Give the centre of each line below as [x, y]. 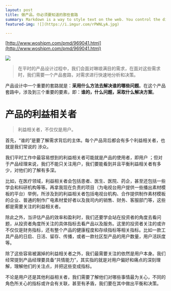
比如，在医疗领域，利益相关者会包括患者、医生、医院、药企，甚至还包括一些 [85, 181]
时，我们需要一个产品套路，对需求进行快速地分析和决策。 [78, 75]
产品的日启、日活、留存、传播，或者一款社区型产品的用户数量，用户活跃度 [88, 237]
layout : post [19, 10]
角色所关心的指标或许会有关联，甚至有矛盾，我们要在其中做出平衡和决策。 [83, 283]
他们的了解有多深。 [39, 170]
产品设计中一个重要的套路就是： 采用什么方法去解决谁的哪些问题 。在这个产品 [85, 86]
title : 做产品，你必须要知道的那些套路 [42, 15]
